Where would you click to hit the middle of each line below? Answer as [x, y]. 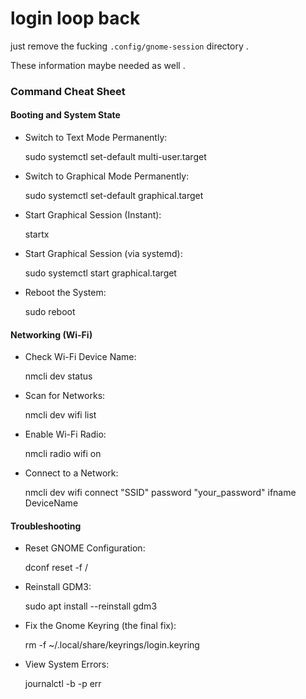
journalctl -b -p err [63, 684]
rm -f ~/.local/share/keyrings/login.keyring [112, 645]
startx [37, 234]
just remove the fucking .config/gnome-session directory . [129, 46]
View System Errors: [67, 664]
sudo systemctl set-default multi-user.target [115, 157]
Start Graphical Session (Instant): [93, 215]
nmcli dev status [58, 376]
